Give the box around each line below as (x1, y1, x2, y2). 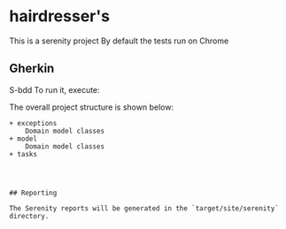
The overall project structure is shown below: (9, 102, 174, 112)
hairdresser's (9, 6, 111, 27)
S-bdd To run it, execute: (9, 84, 100, 95)
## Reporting (9, 188, 58, 197)
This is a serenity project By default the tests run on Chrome (9, 35, 229, 46)
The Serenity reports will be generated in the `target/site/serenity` (9, 203, 279, 213)
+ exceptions (9, 118, 58, 127)
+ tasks (9, 149, 38, 158)
